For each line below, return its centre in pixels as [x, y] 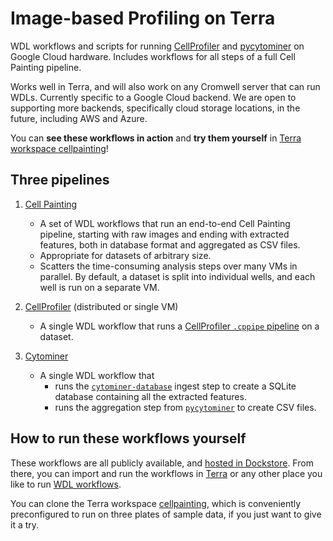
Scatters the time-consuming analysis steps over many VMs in [168, 266]
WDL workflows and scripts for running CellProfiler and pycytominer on [157, 46]
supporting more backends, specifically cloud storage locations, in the [155, 108]
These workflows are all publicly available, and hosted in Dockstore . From [162, 463]
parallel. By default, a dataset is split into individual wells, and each [177, 276]
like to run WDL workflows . [66, 484]
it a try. [25, 524]
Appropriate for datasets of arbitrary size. [125, 255]
